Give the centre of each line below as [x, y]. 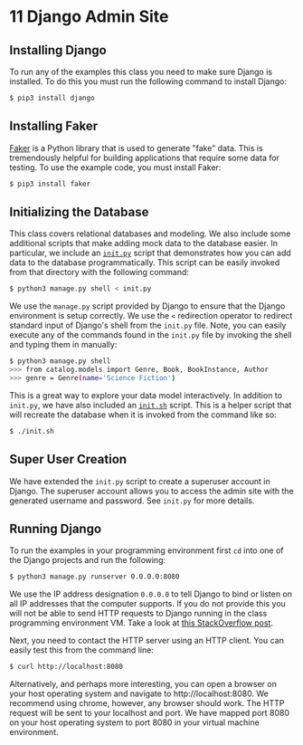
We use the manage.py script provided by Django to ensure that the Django [147, 306]
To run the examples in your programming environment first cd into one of [147, 550]
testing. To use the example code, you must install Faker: [115, 167]
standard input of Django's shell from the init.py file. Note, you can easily [148, 325]
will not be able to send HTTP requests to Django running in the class [138, 614]
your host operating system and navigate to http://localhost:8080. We [139, 693]
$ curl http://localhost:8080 [66, 667]
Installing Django [58, 50]
